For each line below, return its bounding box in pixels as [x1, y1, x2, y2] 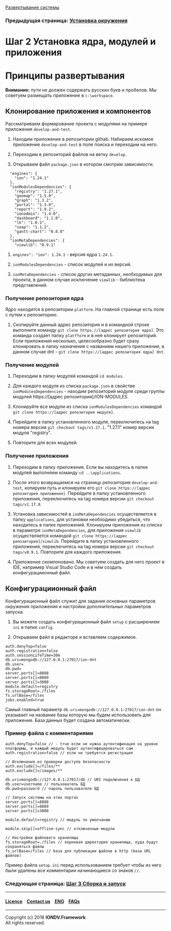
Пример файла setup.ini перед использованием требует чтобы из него [5, 862, 162, 868]
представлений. [12, 282, 48, 288]
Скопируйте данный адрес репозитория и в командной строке [12, 321, 150, 328]
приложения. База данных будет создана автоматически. [5, 717, 131, 723]
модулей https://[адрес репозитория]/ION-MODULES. [12, 394, 129, 400]
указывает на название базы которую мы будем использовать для [5, 712, 151, 718]
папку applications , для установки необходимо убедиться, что [12, 516, 151, 522]
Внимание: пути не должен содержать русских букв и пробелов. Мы [5, 87, 157, 93]
